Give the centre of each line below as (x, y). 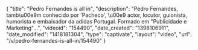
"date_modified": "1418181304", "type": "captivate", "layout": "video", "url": (99, 34)
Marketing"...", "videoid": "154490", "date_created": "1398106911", (88, 28)
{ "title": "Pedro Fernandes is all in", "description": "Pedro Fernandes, (92, 9)
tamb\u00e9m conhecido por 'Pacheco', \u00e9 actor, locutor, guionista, (97, 15)
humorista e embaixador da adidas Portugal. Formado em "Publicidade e (97, 21)
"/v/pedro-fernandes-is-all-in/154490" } (56, 41)
